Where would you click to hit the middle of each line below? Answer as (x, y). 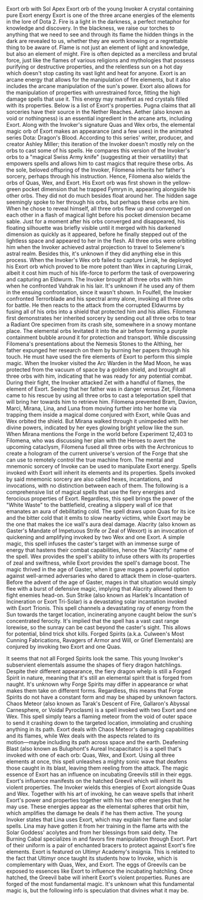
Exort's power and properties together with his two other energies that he (98, 800)
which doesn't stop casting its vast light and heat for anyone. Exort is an (96, 73)
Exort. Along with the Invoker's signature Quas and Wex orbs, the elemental (101, 125)
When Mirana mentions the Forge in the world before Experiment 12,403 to (100, 434)
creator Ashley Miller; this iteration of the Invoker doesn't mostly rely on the (100, 144)
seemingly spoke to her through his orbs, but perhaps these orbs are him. (98, 202)
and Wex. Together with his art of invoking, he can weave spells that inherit (100, 794)
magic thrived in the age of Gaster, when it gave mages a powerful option (98, 569)
